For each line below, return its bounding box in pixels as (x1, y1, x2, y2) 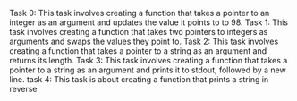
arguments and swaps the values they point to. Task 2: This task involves (9, 36, 279, 46)
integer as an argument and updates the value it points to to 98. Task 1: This (9, 17, 289, 28)
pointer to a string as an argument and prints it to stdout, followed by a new (9, 64, 286, 75)
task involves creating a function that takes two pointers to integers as (9, 27, 268, 37)
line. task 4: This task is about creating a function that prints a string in (9, 74, 269, 84)
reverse (9, 84, 38, 94)
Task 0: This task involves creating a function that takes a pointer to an (9, 8, 270, 18)
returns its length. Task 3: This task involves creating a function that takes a (9, 55, 288, 65)
